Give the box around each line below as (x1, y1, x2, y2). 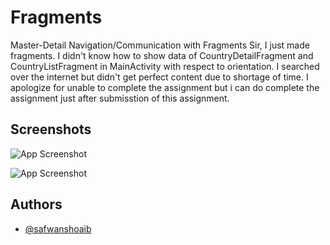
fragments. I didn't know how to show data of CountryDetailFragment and (10, 49, 314, 61)
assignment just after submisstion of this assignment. (10, 92, 230, 104)
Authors (10, 196, 63, 213)
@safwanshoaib (24, 222, 92, 235)
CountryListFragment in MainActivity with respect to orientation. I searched (10, 60, 320, 72)
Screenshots (10, 121, 92, 138)
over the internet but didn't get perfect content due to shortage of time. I (10, 71, 309, 83)
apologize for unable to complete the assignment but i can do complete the (10, 81, 320, 93)
